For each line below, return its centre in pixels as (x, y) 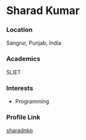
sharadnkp (20, 131)
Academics (23, 59)
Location (20, 30)
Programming (32, 101)
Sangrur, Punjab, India (34, 43)
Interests (20, 88)
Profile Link (23, 117)
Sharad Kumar (43, 11)
